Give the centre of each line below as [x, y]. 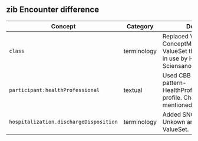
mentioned [177, 104]
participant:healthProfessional [55, 90]
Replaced [175, 36]
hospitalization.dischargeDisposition [63, 122]
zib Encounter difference [52, 10]
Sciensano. [178, 65]
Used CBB [176, 75]
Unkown [174, 122]
